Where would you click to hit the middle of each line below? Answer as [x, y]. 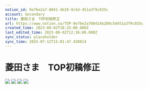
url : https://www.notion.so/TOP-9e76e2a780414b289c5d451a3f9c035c [74, 23]
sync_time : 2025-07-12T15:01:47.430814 [46, 42]
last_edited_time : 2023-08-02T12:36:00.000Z [51, 32]
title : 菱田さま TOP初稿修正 [33, 19]
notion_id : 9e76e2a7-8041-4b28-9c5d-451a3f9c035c [57, 10]
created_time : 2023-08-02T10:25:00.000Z [47, 28]
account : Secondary [25, 14]
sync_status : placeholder [31, 37]
